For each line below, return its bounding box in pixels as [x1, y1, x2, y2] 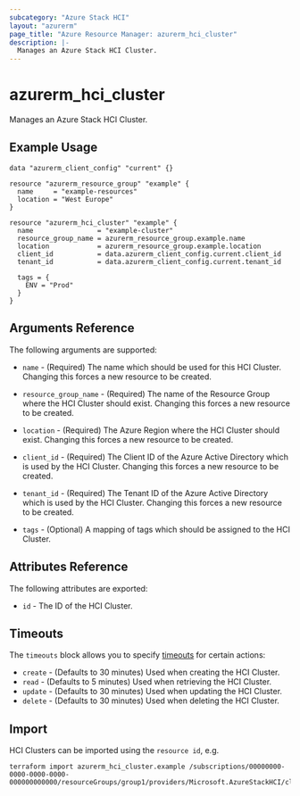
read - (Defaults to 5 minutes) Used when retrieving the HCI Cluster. [21, 676, 272, 687]
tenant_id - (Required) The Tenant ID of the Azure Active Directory [21, 487, 269, 498]
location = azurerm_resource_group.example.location [17, 242, 262, 251]
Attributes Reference [9, 560, 129, 575]
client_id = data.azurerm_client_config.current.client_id [17, 249, 281, 259]
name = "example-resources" [17, 187, 138, 196]
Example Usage [9, 140, 98, 155]
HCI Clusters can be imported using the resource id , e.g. [9, 745, 220, 756]
